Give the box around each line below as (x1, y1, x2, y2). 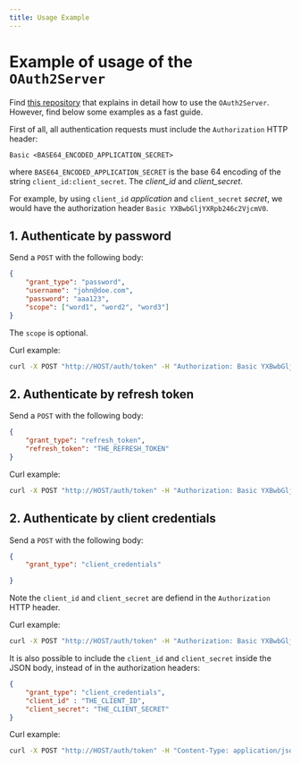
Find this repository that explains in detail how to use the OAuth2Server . (9, 97, 270, 107)
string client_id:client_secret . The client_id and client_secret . (9, 175, 244, 186)
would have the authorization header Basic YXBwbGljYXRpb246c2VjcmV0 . (9, 202, 269, 213)
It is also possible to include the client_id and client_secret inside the (9, 653, 272, 663)
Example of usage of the (9, 51, 194, 72)
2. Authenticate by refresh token (9, 386, 195, 402)
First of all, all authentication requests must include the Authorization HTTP (9, 123, 288, 134)
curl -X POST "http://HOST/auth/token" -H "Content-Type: (9, 746, 229, 756)
